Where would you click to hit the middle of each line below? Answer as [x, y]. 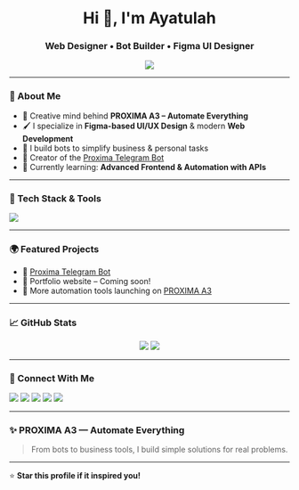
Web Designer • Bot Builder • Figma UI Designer [149, 46]
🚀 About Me [35, 96]
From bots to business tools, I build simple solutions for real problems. [159, 450]
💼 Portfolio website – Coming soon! [86, 282]
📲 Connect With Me [52, 378]
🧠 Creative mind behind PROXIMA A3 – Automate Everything [135, 116]
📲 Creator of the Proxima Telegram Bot [93, 157]
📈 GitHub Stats [43, 323]
